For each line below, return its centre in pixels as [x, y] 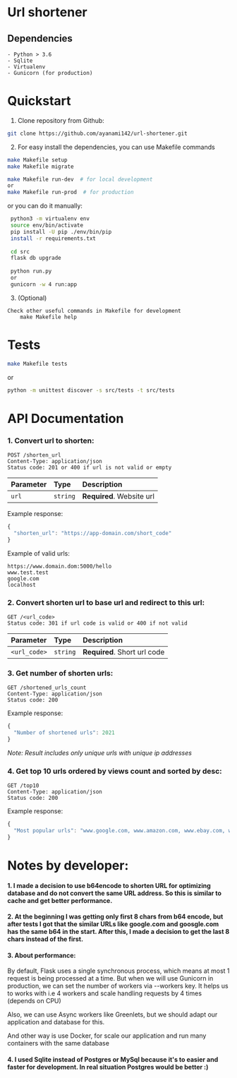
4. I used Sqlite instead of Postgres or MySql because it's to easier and [113, 1059]
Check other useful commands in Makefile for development [94, 311]
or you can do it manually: [45, 206]
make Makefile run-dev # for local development [80, 179]
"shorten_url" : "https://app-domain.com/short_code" [93, 533]
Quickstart [39, 101]
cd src [20, 251]
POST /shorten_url [34, 455]
